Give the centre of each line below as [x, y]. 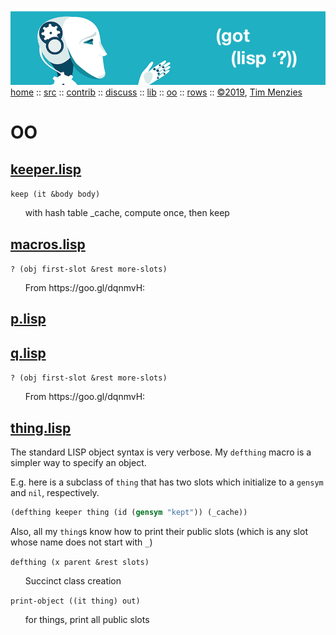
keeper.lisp [46, 169]
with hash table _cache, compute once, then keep [127, 213]
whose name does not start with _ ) [81, 542]
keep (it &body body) [55, 194]
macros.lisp [48, 244]
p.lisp [28, 319]
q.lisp [28, 353]
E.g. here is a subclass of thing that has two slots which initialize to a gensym [167, 482]
